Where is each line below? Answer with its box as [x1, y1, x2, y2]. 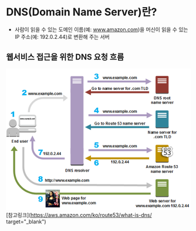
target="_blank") [6, 218, 46, 225]
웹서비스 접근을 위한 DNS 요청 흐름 [6, 52, 124, 62]
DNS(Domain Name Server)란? [6, 5, 157, 19]
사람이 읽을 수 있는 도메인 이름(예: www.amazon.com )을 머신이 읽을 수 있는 [14, 26, 188, 33]
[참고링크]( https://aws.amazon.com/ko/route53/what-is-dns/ [6, 212, 152, 219]
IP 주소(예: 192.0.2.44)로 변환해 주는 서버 [14, 33, 110, 40]
